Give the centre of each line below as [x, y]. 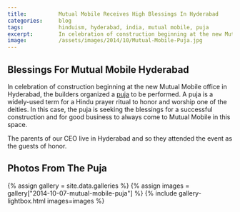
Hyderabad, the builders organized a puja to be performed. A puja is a [110, 94]
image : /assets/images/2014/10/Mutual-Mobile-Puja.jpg [105, 41]
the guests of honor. [37, 146]
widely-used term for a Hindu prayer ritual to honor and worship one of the [117, 101]
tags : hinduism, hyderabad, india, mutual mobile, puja [108, 27]
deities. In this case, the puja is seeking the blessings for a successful [110, 109]
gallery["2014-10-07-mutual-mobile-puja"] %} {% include [92, 193]
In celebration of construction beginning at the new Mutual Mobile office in [117, 86]
